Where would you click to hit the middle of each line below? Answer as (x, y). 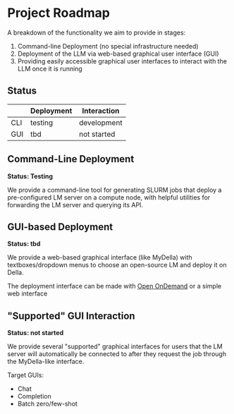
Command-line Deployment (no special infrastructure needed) (108, 46)
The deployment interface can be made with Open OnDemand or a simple (115, 286)
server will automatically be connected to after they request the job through (117, 354)
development (100, 123)
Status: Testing (30, 176)
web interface (27, 293)
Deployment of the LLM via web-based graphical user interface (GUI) (118, 54)
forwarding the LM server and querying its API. (75, 205)
